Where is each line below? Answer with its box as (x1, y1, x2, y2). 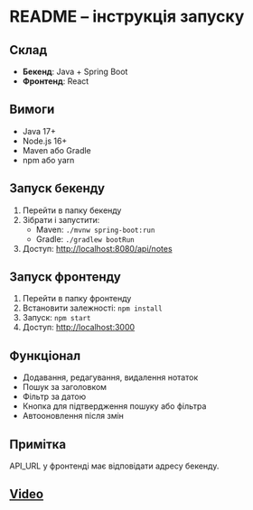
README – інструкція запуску (9, 6, 245, 27)
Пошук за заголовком (22, 382, 107, 393)
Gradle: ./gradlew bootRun (35, 233, 135, 245)
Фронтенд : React (22, 76, 89, 87)
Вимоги (9, 102, 55, 117)
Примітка (9, 436, 67, 452)
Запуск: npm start (22, 312, 91, 323)
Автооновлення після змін (22, 411, 125, 422)
